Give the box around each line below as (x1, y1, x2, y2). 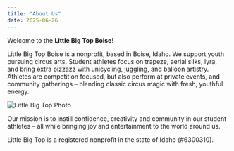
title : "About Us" (7, 10, 61, 18)
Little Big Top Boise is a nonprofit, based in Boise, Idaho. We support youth (7, 50, 224, 58)
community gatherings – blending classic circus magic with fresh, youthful (7, 79, 223, 88)
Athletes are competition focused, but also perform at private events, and (7, 72, 221, 81)
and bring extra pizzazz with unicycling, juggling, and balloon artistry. (7, 65, 209, 73)
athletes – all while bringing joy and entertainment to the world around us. (7, 122, 221, 130)
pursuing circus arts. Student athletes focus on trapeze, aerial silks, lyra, (7, 57, 217, 65)
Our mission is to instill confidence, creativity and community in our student (7, 114, 227, 123)
